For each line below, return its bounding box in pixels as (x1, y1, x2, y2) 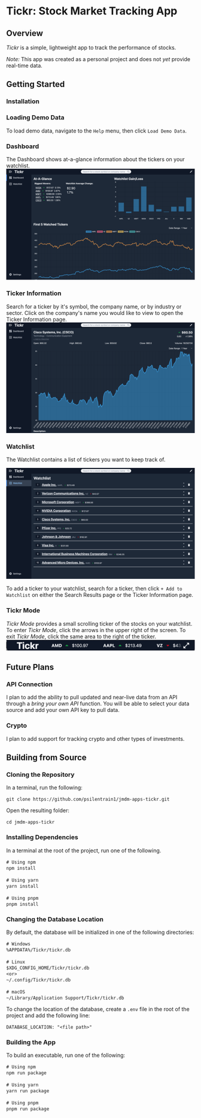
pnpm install (6, 901, 39, 907)
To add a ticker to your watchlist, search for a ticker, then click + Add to (6, 585, 182, 592)
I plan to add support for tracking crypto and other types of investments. (6, 735, 185, 742)
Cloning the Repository (6, 771, 75, 779)
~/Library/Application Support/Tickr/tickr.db (6, 995, 124, 1001)
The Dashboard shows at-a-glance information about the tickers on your (6, 155, 185, 163)
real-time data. (6, 62, 43, 69)
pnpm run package (6, 1106, 50, 1112)
